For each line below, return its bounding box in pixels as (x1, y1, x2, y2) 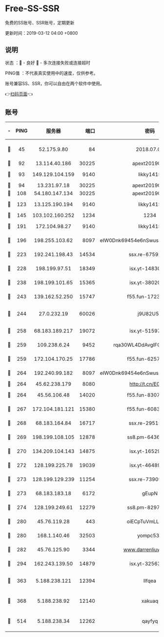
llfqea (143, 577, 157, 584)
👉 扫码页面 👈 (5, 91, 33, 97)
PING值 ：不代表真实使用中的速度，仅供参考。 (5, 70, 98, 76)
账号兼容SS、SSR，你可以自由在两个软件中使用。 (5, 80, 104, 86)
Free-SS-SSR (5, 3, 60, 14)
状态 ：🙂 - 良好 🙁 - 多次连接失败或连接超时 (5, 60, 90, 66)
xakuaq (141, 597, 159, 604)
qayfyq (142, 617, 158, 624)
